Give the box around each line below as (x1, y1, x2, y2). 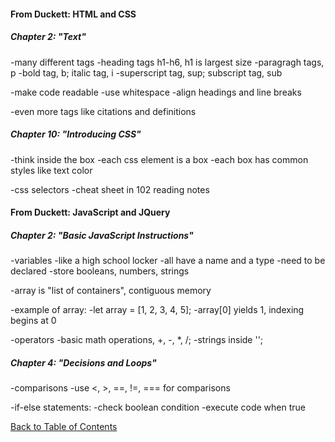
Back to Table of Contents (10, 421, 118, 433)
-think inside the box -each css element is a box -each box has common (10, 153, 309, 165)
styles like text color (10, 164, 93, 176)
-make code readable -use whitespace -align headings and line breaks (10, 86, 302, 98)
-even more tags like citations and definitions (10, 105, 197, 117)
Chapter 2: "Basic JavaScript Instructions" (10, 229, 194, 241)
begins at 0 (10, 315, 57, 327)
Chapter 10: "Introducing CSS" (10, 128, 142, 140)
